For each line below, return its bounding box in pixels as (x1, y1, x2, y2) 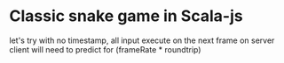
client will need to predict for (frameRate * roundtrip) (9, 44, 201, 54)
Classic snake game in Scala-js (9, 6, 243, 26)
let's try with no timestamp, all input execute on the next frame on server (9, 35, 275, 45)
